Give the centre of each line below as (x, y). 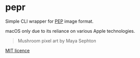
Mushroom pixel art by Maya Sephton (57, 41)
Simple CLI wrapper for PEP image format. (49, 21)
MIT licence (17, 50)
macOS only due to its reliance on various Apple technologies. (70, 31)
